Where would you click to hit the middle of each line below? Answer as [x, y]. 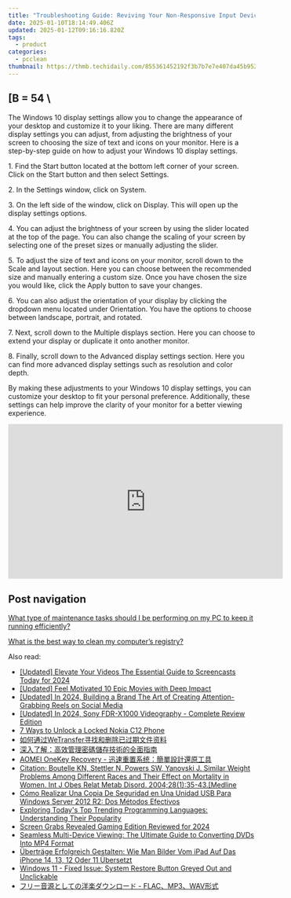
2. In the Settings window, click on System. [77, 189]
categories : [27, 52]
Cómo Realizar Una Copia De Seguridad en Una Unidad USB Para [125, 794]
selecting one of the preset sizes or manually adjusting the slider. [113, 245]
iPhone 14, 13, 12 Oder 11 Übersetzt [76, 860]
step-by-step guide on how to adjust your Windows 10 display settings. [123, 151]
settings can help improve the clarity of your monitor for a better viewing [125, 405]
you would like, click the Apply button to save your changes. [105, 285]
